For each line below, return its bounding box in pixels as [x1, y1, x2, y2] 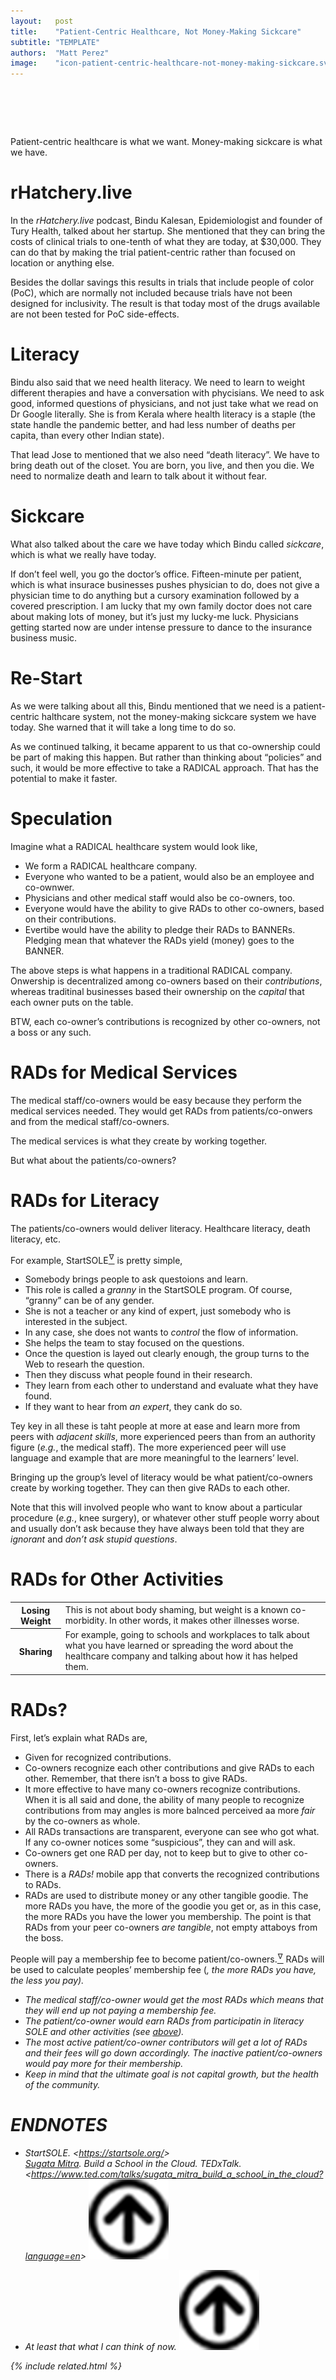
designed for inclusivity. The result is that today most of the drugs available [10, 298, 321, 309]
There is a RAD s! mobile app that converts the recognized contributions [24, 1868, 320, 1880]
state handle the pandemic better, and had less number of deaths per [10, 418, 297, 430]
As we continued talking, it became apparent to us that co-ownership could [10, 740, 321, 752]
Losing [21, 1604, 51, 1616]
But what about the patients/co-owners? [10, 1154, 177, 1166]
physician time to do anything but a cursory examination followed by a [10, 589, 300, 601]
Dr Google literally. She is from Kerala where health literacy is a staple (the [10, 408, 316, 420]
